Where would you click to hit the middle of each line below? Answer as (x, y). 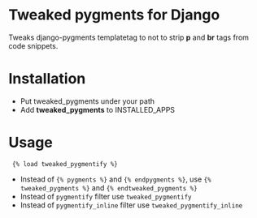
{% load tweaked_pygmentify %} (65, 164)
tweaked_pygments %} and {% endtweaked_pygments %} (109, 187)
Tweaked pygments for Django (114, 15)
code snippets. (33, 45)
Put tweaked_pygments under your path (87, 101)
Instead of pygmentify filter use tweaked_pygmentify (106, 196)
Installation (47, 79)
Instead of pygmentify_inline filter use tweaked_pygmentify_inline (131, 205)
